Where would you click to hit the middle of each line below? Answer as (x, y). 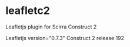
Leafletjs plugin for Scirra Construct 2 (51, 27)
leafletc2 (28, 11)
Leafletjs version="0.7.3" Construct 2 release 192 (65, 38)
